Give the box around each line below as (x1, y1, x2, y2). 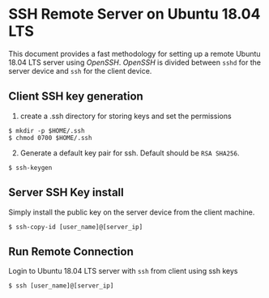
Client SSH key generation (8, 90, 143, 104)
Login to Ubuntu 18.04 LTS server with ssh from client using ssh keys (8, 266, 238, 276)
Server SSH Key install (8, 185, 124, 199)
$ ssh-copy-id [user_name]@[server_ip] (8, 223, 143, 231)
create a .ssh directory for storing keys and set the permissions (19, 111, 233, 121)
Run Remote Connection (8, 245, 134, 258)
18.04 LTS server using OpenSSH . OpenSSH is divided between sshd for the (8, 57, 262, 67)
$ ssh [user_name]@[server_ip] (8, 282, 114, 290)
